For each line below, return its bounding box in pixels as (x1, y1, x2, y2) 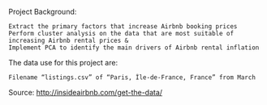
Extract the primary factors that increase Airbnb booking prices (8, 23, 238, 31)
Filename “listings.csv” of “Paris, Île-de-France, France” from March (8, 73, 256, 82)
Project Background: (8, 7, 77, 16)
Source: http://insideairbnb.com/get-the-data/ (8, 88, 163, 97)
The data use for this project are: (8, 58, 118, 67)
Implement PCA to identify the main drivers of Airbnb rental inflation (8, 44, 260, 52)
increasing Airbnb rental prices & (8, 36, 129, 44)
